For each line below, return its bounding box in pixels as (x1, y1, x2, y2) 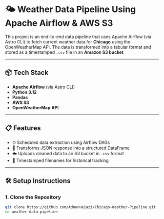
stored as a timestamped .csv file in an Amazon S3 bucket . (5, 49, 125, 55)
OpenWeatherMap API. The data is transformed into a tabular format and (5, 44, 151, 50)
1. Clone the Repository (5, 194, 61, 200)
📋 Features (5, 124, 41, 132)
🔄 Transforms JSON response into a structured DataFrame (12, 145, 130, 151)
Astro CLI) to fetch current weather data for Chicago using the (5, 39, 131, 44)
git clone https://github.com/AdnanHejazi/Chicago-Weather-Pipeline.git (5, 205, 156, 210)
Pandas (12, 94, 28, 100)
